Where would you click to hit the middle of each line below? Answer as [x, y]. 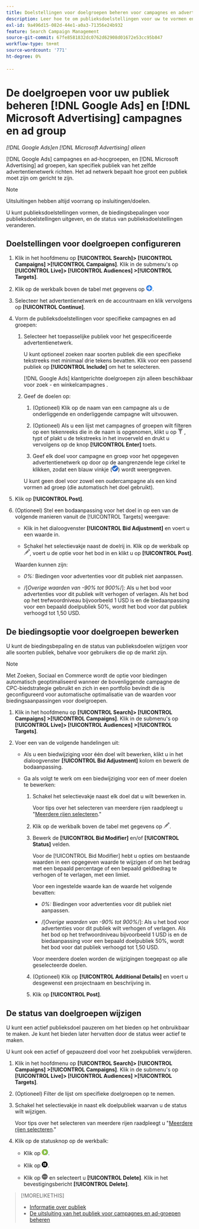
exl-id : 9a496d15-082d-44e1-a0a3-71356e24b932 [65, 25]
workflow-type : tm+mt [33, 44]
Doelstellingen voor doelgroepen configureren [94, 244]
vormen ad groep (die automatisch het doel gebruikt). [89, 487]
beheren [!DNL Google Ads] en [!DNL [98, 106]
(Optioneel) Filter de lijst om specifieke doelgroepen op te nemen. [95, 1094]
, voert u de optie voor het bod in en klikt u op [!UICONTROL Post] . [111, 553]
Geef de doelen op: [47, 396]
